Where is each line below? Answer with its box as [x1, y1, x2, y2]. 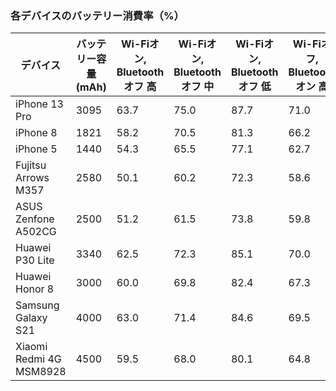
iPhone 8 [15, 126, 58, 140]
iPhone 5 [15, 142, 58, 156]
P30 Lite [15, 253, 55, 267]
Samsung [15, 298, 60, 312]
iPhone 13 [15, 97, 64, 111]
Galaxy [15, 311, 48, 325]
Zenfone [15, 212, 55, 226]
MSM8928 [15, 365, 67, 379]
